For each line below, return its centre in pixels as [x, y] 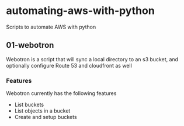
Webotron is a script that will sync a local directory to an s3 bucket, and [92, 59]
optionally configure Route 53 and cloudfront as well [69, 65]
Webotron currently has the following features [61, 93]
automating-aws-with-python [80, 11]
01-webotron [30, 45]
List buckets [29, 105]
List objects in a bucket [42, 111]
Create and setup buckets [46, 117]
